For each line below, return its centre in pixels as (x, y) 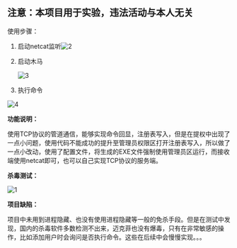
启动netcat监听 (39, 46)
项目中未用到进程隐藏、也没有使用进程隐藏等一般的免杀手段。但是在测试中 (116, 219)
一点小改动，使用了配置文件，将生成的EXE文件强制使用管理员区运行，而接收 (118, 152)
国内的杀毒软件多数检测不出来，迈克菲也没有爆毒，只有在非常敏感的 (118, 228)
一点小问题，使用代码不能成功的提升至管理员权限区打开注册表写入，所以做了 (119, 142)
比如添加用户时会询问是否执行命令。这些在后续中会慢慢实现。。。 (112, 237)
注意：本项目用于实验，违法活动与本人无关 (100, 13)
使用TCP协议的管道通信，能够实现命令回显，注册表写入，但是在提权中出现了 (119, 134)
